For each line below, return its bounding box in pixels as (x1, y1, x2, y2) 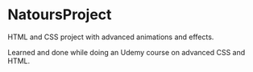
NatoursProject (7, 6, 112, 24)
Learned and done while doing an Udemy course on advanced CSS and (7, 47, 246, 57)
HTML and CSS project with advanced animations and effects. (7, 32, 214, 42)
